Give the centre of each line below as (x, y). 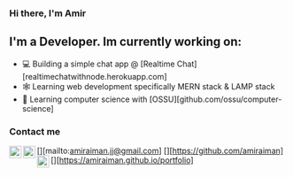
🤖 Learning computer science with (85, 99)
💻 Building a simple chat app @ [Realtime (98, 64)
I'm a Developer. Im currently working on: (125, 42)
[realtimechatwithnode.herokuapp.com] (94, 76)
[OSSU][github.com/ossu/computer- (216, 99)
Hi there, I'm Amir (48, 13)
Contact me (35, 131)
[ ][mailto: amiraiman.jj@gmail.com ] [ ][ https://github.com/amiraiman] (160, 151)
